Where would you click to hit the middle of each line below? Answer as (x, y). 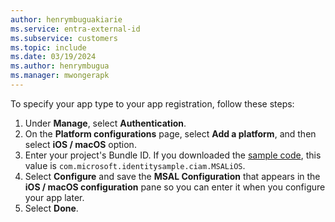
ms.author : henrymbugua (60, 66)
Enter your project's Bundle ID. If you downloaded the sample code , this (173, 155)
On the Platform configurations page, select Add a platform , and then (170, 133)
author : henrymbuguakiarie (66, 19)
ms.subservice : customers (64, 38)
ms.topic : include (48, 47)
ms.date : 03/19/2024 (53, 57)
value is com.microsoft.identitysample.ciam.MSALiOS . (135, 165)
